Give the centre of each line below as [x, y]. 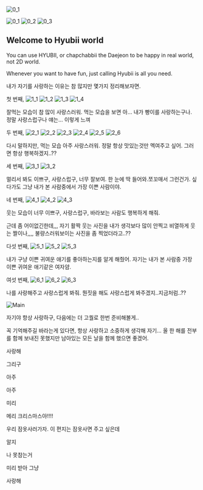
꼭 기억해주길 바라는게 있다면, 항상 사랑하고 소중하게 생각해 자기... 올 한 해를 [96, 330]
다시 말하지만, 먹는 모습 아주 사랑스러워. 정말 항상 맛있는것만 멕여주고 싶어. [95, 145]
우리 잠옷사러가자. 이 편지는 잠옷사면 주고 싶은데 [63, 429]
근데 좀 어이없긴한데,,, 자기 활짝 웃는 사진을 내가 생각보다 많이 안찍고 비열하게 [98, 225]
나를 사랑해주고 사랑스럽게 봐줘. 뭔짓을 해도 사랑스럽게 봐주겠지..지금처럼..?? [96, 292]
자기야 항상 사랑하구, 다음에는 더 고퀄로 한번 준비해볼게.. [73, 317]
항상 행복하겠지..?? [35, 153]
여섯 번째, [18, 279]
